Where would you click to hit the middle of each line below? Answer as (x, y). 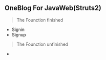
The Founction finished (40, 20)
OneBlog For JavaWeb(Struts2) (53, 8)
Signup (19, 34)
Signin (18, 30)
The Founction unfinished (42, 44)
